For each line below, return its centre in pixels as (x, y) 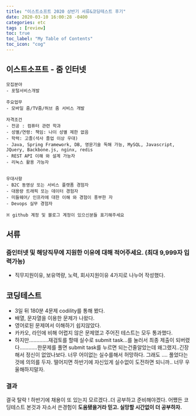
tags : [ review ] (26, 28)
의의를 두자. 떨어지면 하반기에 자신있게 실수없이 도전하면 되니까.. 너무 (104, 362)
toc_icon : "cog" (26, 45)
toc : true (18, 33)
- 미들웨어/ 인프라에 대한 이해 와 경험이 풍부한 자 (60, 197)
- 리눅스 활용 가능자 (28, 162)
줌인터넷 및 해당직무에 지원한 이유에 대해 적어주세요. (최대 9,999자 (94, 253)
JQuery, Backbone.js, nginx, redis (50, 150)
